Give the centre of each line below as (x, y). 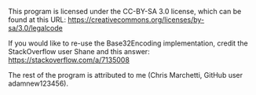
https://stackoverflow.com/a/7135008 (69, 60)
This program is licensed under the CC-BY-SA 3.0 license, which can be (125, 11)
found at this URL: (37, 20)
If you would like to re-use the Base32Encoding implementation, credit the (128, 43)
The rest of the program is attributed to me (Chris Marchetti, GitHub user (126, 75)
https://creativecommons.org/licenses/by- (136, 20)
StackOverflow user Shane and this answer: (79, 51)
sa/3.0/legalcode (35, 28)
